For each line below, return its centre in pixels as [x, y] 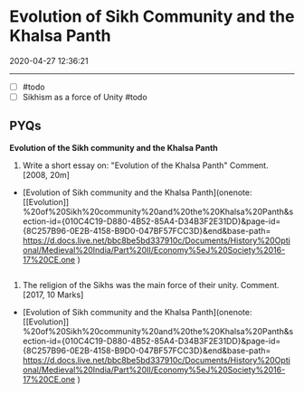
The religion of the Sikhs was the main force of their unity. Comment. [151, 285]
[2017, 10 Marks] [53, 295]
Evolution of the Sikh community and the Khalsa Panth [114, 147]
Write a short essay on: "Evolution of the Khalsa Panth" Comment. [145, 165]
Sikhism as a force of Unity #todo [85, 97]
